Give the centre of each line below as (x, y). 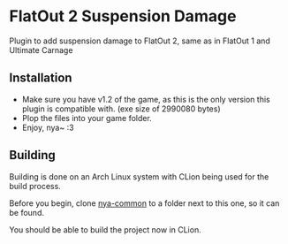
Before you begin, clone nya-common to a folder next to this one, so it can (144, 203)
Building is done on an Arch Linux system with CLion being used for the (139, 176)
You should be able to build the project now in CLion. (105, 229)
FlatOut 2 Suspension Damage (123, 16)
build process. (35, 186)
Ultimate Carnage (41, 50)
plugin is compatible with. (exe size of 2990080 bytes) (121, 109)
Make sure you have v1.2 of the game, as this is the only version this (146, 99)
